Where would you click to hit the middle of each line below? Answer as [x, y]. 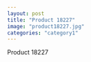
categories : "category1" [43, 33]
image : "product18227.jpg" [46, 26]
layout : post [26, 13]
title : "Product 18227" [41, 20]
